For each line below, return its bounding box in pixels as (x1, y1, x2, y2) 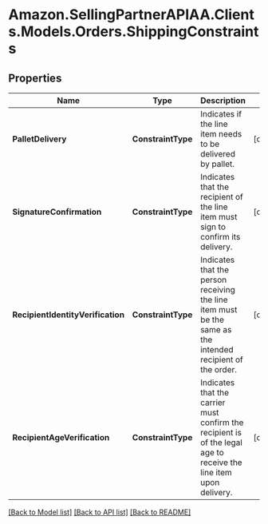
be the (200, 314, 225, 325)
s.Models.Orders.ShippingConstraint (8, 22, 259, 41)
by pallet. (200, 158, 235, 169)
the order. (200, 364, 238, 375)
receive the (200, 457, 242, 468)
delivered (200, 149, 235, 159)
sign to (200, 221, 226, 232)
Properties (8, 71, 62, 85)
